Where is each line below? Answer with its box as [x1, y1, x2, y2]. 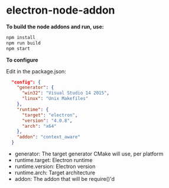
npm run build [6, 40, 41, 46]
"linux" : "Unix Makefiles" [21, 96, 89, 102]
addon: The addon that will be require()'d [14, 176, 115, 183]
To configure [6, 56, 38, 63]
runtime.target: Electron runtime [14, 157, 93, 164]
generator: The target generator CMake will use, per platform [14, 150, 164, 157]
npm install [6, 34, 35, 40]
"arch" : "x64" [21, 123, 57, 129]
